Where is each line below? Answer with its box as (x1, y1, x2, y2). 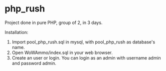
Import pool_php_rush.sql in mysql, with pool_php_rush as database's (11, 38, 156, 45)
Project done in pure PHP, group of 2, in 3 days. (4, 19, 103, 25)
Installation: (4, 29, 28, 35)
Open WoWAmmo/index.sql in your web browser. (11, 49, 113, 55)
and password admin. (11, 60, 57, 66)
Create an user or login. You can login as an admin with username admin (11, 54, 162, 60)
